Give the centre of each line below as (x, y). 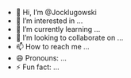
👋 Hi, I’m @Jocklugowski (56, 12)
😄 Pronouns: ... (41, 58)
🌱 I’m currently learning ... (58, 29)
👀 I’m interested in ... (49, 21)
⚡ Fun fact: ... (37, 67)
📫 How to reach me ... (52, 47)
